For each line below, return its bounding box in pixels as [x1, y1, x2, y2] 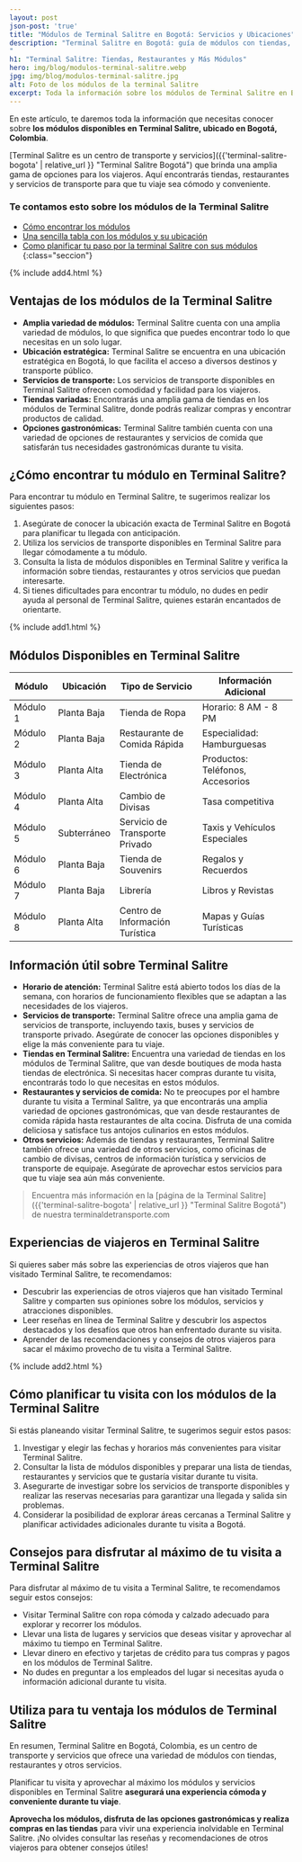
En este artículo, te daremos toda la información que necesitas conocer [9, 113, 274, 124]
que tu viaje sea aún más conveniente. [22, 1173, 165, 1184]
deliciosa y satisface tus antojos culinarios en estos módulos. [22, 1125, 250, 1136]
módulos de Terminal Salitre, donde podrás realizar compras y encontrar [22, 403, 292, 414]
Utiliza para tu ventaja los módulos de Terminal [9, 1702, 277, 1718]
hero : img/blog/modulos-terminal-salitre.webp [9, 64, 187, 73]
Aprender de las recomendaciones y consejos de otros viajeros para [22, 1333, 276, 1345]
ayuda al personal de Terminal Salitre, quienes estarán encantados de [22, 595, 281, 605]
